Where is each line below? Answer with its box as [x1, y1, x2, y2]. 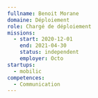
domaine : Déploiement [7, 17, 70, 23]
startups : [7, 61, 36, 68]
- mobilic [13, 68, 42, 75]
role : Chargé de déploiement [7, 23, 92, 30]
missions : [7, 29, 36, 37]
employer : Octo [19, 55, 64, 62]
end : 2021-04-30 [19, 42, 67, 49]
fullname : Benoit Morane [7, 10, 79, 17]
